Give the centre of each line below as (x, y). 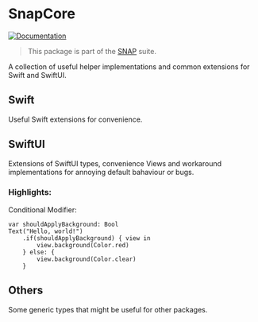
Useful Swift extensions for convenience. (75, 119)
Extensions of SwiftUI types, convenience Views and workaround (115, 163)
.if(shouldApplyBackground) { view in (87, 238)
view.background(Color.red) (83, 245)
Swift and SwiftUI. (38, 75)
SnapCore (42, 14)
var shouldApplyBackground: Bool (64, 224)
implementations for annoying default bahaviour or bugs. (101, 172)
